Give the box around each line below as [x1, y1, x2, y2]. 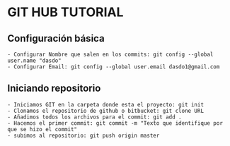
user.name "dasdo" [7, 57, 62, 64]
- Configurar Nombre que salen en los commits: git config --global [7, 51, 214, 58]
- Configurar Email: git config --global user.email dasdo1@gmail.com [7, 63, 220, 71]
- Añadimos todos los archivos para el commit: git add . [7, 114, 182, 121]
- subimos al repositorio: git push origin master [7, 132, 160, 139]
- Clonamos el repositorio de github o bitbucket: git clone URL [7, 107, 204, 114]
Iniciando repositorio [7, 83, 101, 95]
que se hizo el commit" [7, 126, 78, 133]
